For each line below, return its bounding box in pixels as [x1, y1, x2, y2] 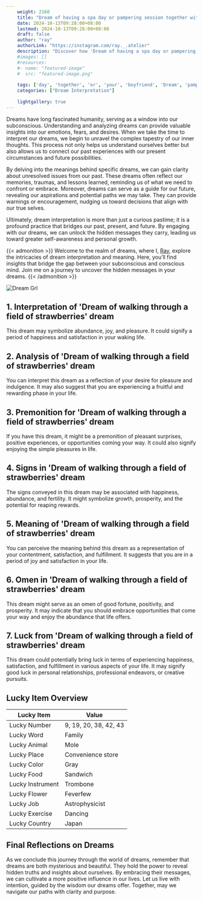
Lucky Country [9, 819, 51, 828]
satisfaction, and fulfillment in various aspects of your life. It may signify [6, 663, 185, 670]
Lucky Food [9, 770, 43, 779]
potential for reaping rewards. [6, 501, 80, 509]
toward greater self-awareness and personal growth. [6, 235, 138, 242]
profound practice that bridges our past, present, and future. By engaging [6, 222, 190, 230]
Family [64, 731, 83, 740]
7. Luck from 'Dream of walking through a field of [6, 630, 193, 641]
